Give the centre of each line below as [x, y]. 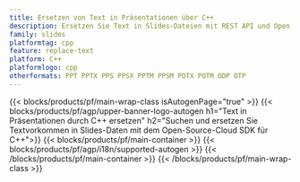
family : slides [38, 34]
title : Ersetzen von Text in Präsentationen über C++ [112, 17]
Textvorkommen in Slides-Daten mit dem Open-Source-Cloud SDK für [139, 130]
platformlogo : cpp [43, 68]
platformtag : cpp [42, 43]
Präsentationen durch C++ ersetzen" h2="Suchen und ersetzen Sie [133, 120]
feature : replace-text [51, 51]
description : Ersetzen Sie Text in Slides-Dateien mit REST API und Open [150, 26]
